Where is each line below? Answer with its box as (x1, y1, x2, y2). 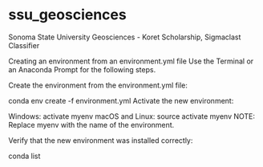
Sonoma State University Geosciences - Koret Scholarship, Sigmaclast (8, 32, 241, 42)
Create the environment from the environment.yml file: (8, 80, 188, 90)
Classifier (8, 40, 40, 50)
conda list (8, 151, 41, 161)
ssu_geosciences (8, 6, 127, 24)
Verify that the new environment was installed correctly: (8, 135, 193, 145)
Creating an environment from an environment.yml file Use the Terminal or (8, 56, 254, 66)
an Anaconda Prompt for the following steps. (8, 64, 156, 74)
